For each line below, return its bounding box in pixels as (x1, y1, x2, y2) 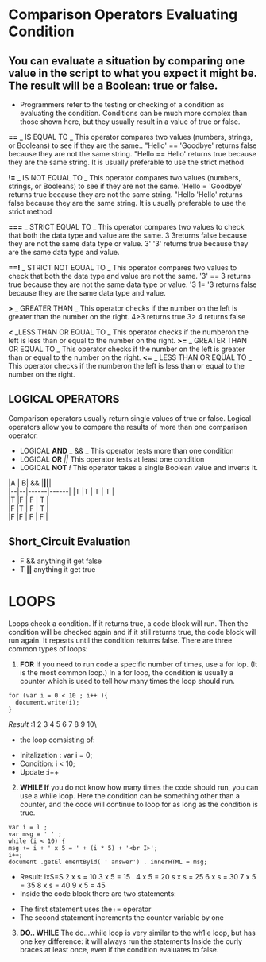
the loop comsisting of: (19, 735, 95, 744)
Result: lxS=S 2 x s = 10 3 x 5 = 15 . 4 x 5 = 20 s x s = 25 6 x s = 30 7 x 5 (19, 871, 256, 881)
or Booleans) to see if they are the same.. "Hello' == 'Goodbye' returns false (8, 141, 257, 150)
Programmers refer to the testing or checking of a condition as (19, 100, 225, 109)
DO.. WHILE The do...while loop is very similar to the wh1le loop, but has (19, 928, 256, 937)
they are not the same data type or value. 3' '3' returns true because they (8, 239, 249, 248)
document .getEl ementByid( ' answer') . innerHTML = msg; (8, 858, 208, 866)
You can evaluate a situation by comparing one (8, 54, 245, 68)
